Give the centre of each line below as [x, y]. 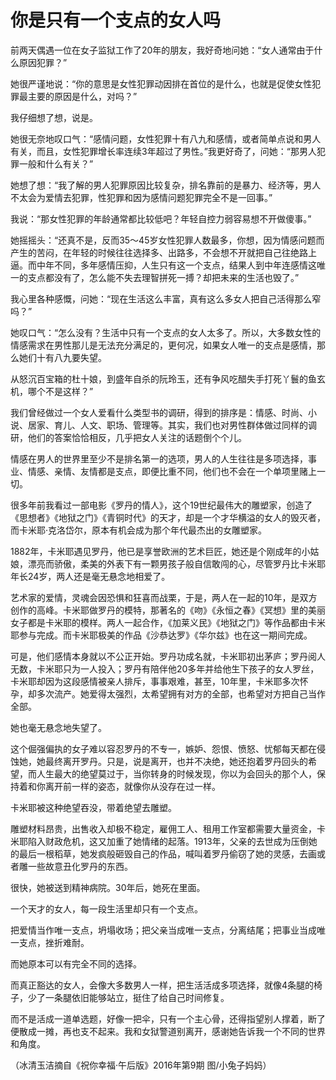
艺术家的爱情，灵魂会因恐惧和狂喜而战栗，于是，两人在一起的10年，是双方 [164, 597]
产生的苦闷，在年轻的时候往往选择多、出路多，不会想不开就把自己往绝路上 [163, 252]
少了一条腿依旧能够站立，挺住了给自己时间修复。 [128, 997]
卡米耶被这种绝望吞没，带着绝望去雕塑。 [93, 807]
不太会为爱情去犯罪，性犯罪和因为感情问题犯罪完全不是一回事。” [141, 197]
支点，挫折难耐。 [54, 942]
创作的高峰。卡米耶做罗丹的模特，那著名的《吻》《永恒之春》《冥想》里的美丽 [168, 610]
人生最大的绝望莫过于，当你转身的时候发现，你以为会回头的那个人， [176, 773]
